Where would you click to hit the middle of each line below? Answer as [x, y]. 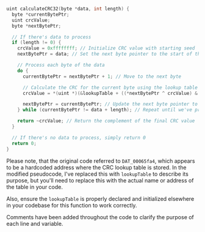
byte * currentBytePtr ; [41, 14]
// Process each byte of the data [61, 65]
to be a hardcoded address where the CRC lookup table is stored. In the [96, 167]
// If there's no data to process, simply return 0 [79, 138]
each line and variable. [35, 223]
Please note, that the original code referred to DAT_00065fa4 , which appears [101, 161]
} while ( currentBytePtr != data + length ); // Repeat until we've [105, 110]
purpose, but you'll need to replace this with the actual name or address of [100, 180]
